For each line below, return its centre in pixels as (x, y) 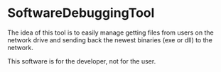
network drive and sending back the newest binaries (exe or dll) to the (110, 40)
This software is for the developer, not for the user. (82, 61)
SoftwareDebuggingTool (81, 13)
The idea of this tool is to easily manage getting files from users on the (111, 32)
